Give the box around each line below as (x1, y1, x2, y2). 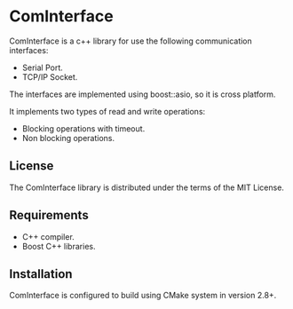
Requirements (9, 208, 89, 223)
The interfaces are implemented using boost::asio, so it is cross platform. (9, 89, 276, 99)
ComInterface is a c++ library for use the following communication (9, 36, 253, 46)
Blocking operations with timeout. (21, 123, 146, 134)
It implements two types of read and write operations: (9, 106, 206, 116)
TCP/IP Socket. (21, 71, 78, 82)
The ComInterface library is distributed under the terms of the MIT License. (9, 182, 284, 193)
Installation (9, 266, 73, 281)
